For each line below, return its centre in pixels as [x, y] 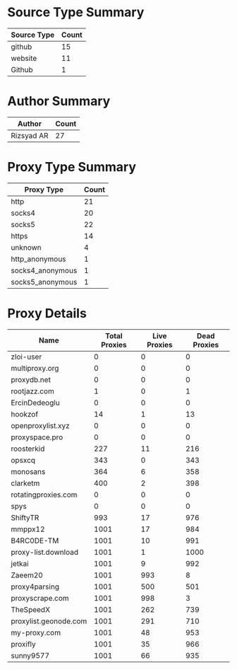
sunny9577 [30, 655]
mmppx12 [28, 529]
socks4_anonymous [44, 270]
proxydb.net [31, 379]
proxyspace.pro [37, 437]
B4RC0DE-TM [35, 541]
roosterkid [28, 449]
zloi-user [26, 357]
